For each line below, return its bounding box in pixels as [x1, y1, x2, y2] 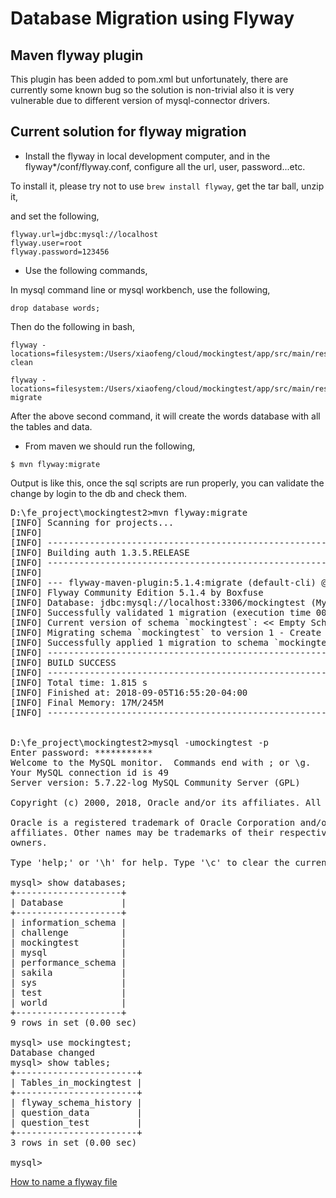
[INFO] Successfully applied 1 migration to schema [10, 637, 270, 648]
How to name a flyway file [10, 1175, 118, 1187]
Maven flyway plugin [10, 47, 144, 64]
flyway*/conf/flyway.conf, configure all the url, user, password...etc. [24, 160, 306, 172]
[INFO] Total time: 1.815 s [10, 677, 148, 688]
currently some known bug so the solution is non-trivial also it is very [10, 84, 295, 96]
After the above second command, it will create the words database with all [10, 410, 321, 422]
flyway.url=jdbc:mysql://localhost [10, 229, 159, 239]
